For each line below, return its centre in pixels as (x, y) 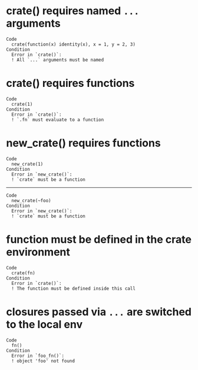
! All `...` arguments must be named (58, 60)
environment (38, 252)
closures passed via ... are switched (99, 312)
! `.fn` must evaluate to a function (58, 119)
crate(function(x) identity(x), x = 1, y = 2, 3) (73, 44)
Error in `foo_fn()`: (38, 356)
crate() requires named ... (73, 11)
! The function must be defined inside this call (73, 288)
